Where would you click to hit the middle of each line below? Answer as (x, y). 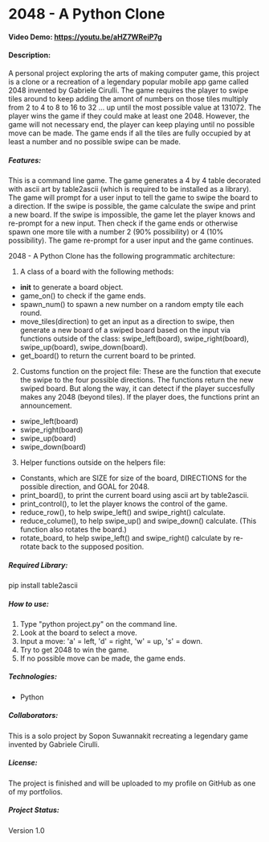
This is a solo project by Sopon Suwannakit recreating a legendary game (128, 736)
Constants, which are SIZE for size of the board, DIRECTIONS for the (133, 478)
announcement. (46, 405)
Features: (25, 160)
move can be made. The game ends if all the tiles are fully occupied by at (130, 133)
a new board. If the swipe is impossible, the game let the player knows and (132, 214)
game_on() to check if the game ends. (83, 296)
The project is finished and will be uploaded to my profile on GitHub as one (132, 783)
